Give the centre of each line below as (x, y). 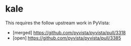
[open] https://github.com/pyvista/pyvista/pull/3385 (67, 38)
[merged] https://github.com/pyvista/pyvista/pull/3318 (69, 32)
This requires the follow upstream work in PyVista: (58, 23)
